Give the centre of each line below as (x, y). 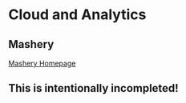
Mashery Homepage (42, 63)
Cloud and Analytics (77, 15)
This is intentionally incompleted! (93, 88)
